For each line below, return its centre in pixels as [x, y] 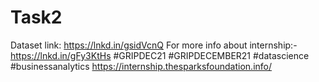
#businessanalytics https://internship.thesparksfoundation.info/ [141, 66]
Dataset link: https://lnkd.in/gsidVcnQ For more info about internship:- [154, 45]
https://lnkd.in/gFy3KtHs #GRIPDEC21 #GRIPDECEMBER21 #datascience [160, 55]
